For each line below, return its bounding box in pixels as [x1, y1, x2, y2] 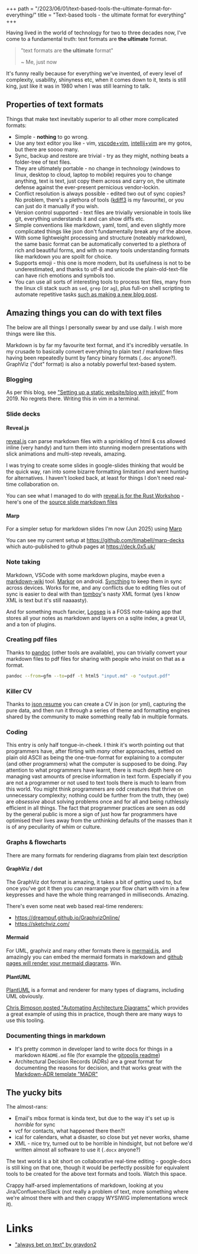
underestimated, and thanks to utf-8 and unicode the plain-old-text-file [14, 265, 188, 272]
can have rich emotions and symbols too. [14, 272, 115, 279]
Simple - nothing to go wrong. [14, 133, 89, 140]
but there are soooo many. [14, 145, 79, 153]
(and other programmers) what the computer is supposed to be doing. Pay [6, 760, 187, 768]
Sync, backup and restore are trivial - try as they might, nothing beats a [14, 152, 189, 159]
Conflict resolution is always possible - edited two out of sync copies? [14, 190, 186, 197]
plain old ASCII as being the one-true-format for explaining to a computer [6, 754, 184, 761]
